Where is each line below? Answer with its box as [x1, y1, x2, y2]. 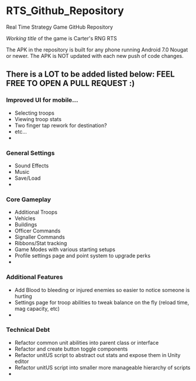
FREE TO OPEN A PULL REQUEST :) [6, 78, 135, 88]
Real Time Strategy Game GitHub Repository [6, 23, 113, 30]
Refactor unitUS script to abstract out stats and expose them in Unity [14, 351, 181, 358]
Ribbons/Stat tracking [14, 240, 67, 247]
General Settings [6, 149, 55, 157]
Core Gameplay [6, 195, 51, 203]
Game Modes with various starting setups [14, 246, 116, 253]
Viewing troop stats [14, 115, 62, 122]
